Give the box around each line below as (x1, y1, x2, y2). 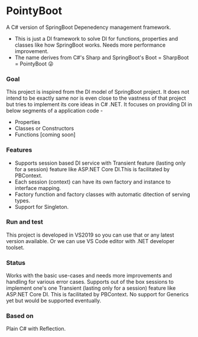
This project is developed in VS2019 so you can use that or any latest (6, 231, 174, 238)
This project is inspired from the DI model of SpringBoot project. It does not (6, 89, 190, 96)
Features (6, 146, 33, 154)
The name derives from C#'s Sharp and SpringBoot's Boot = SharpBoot (14, 54, 189, 61)
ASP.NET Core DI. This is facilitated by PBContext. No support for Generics (6, 291, 189, 298)
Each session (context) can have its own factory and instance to (14, 178, 171, 185)
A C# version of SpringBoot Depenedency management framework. (6, 24, 171, 31)
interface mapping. (14, 184, 61, 191)
